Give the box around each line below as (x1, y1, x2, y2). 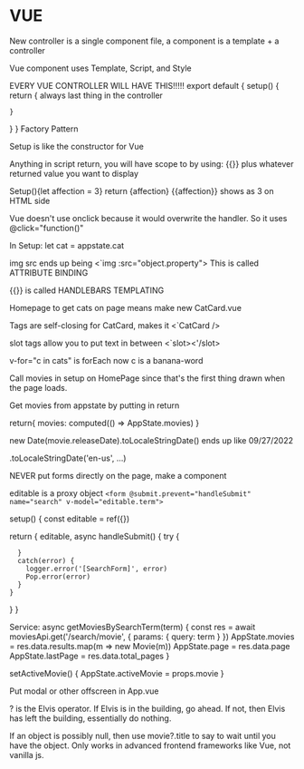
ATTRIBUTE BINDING (9, 267, 89, 277)
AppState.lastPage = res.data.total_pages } (9, 650, 170, 661)
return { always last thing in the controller (9, 90, 163, 101)
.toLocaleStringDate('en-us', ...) (9, 453, 127, 463)
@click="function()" (9, 222, 84, 233)
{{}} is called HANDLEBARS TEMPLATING (9, 285, 165, 296)
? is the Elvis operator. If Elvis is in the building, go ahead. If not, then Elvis (9, 703, 286, 714)
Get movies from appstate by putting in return (9, 400, 180, 411)
